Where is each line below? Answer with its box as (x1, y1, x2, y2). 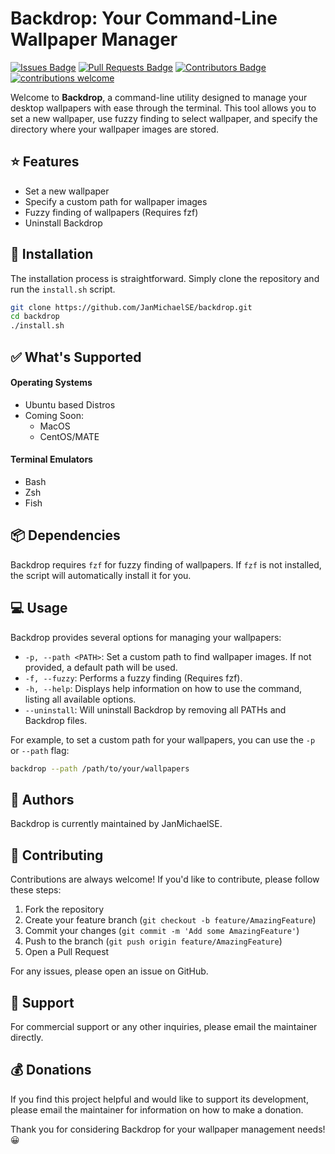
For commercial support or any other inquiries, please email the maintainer (10, 1020, 318, 1032)
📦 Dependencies (10, 527, 121, 544)
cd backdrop (10, 312, 60, 322)
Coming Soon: (24, 409, 84, 421)
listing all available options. (24, 693, 137, 705)
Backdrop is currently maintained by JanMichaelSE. (10, 818, 223, 830)
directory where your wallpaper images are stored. (10, 123, 220, 135)
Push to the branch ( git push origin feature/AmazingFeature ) (24, 935, 283, 947)
